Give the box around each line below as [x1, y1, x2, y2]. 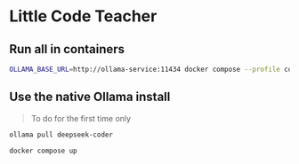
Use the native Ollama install [9, 90, 171, 105]
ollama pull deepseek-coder [9, 130, 114, 139]
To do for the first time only [30, 113, 132, 123]
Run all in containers [9, 42, 125, 57]
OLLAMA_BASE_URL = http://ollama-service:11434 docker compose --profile [9, 65, 280, 74]
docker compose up [9, 146, 77, 155]
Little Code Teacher [9, 6, 158, 27]
